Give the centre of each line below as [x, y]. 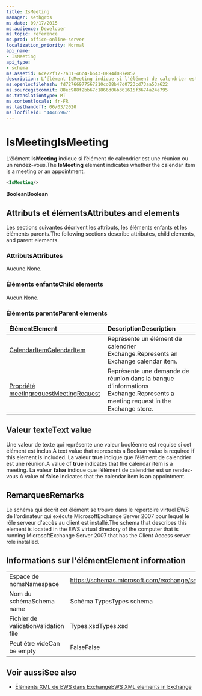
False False [85, 647]
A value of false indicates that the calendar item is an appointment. [103, 476]
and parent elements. [32, 240]
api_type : [19, 62]
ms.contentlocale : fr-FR [37, 101]
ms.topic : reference [32, 34]
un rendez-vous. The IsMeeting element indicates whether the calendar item [101, 165]
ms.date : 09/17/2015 [32, 23]
